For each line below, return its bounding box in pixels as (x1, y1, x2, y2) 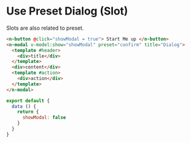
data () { (11, 103, 36, 110)
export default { (6, 98, 50, 104)
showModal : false (22, 115, 66, 121)
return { (17, 109, 39, 115)
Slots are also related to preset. (6, 24, 84, 32)
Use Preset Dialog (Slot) (6, 4, 128, 18)
